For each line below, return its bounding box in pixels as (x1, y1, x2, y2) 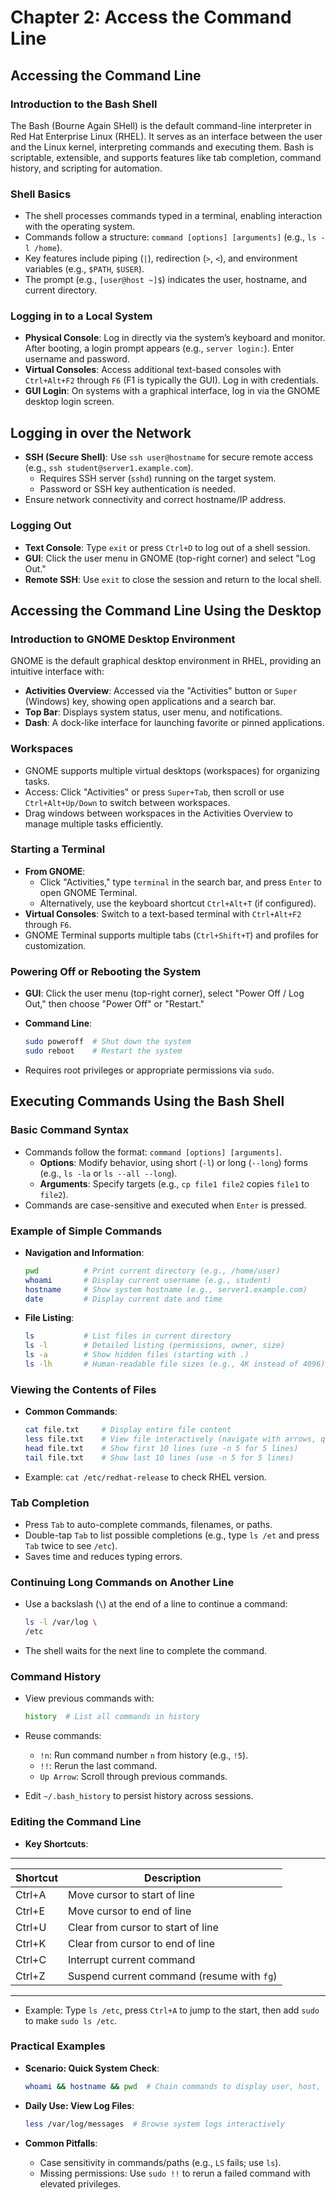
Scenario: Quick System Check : (24, 2062, 160, 2074)
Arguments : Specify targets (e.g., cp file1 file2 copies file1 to (39, 1177, 310, 1190)
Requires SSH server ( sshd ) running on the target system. (39, 472, 277, 485)
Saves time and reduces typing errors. (24, 1550, 183, 1562)
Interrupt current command (68, 1952, 196, 1966)
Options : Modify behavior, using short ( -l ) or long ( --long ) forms (39, 1156, 308, 1168)
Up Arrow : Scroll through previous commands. (39, 1771, 228, 1783)
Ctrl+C (15, 1952, 47, 1966)
